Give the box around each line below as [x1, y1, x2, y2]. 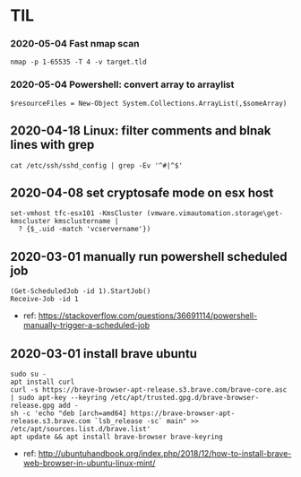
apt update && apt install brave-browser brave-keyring [10, 432, 223, 442]
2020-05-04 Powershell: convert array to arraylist [10, 78, 235, 91]
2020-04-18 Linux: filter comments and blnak [10, 123, 271, 139]
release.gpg [10, 401, 55, 411]
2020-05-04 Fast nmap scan [10, 38, 140, 50]
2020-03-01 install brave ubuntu [10, 346, 198, 361]
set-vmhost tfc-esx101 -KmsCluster [10, 209, 143, 218]
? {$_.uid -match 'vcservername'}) [18, 225, 151, 234]
